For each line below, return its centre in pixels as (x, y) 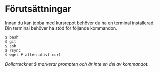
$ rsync (13, 50)
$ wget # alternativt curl (33, 55)
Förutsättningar (38, 9)
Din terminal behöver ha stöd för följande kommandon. (61, 28)
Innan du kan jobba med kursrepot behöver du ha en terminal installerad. (80, 23)
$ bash (12, 37)
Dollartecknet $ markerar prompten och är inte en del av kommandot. (77, 64)
